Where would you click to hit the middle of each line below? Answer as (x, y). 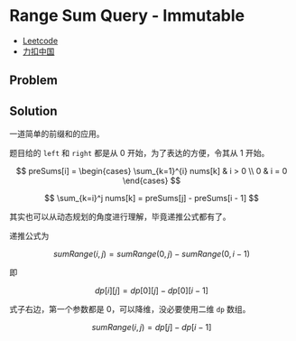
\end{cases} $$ (152, 180)
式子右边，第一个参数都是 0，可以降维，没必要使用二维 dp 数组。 (130, 309)
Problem (34, 81)
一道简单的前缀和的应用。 (57, 134)
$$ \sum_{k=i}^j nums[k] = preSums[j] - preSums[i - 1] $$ (152, 198)
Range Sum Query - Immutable (127, 16)
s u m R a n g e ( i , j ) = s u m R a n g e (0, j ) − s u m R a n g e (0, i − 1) (152, 254)
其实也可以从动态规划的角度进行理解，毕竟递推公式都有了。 (120, 217)
